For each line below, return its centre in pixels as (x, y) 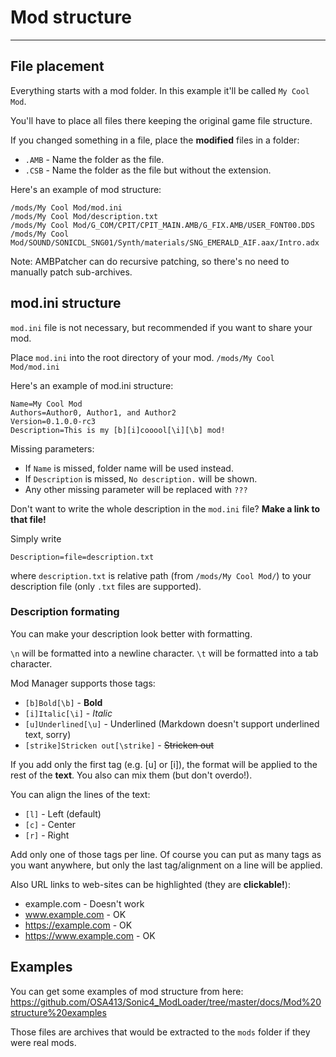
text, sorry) (48, 734)
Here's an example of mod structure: (86, 189)
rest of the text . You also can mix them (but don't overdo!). (131, 775)
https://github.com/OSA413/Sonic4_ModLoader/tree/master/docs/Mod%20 (166, 1002)
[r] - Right (47, 835)
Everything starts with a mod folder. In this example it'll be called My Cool (160, 90)
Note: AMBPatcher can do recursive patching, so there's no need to (150, 261)
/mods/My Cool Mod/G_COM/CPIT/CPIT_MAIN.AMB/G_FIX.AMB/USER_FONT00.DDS (162, 225)
